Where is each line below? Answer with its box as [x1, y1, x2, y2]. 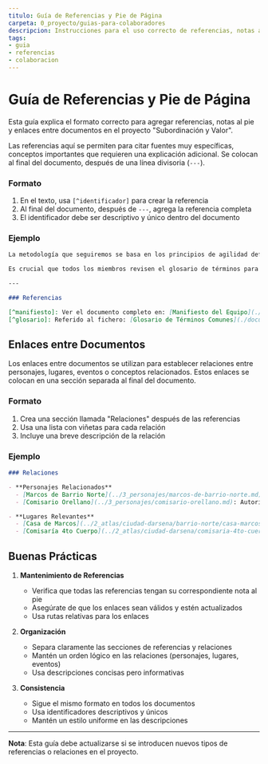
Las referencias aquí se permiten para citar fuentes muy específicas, [8, 140, 235, 150]
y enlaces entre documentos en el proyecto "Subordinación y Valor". [8, 125, 234, 135]
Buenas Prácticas [8, 549, 97, 563]
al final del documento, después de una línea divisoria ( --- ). [8, 157, 206, 167]
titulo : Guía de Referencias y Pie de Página [8, 11, 162, 20]
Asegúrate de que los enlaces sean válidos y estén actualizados [31, 603, 243, 612]
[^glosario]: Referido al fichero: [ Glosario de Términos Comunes [8, 316, 234, 324]
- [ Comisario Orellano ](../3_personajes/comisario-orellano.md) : [15, 498, 238, 506]
